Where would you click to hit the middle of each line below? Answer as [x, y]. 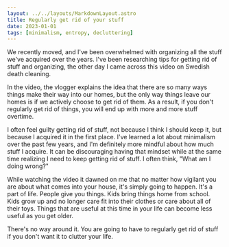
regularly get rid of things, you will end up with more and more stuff [103, 109]
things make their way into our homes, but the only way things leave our [109, 95]
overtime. [21, 117]
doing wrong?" [28, 166]
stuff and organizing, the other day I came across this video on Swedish [109, 67]
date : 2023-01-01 [32, 26]
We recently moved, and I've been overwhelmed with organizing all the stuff [114, 52]
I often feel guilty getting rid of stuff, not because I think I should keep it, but [114, 130]
